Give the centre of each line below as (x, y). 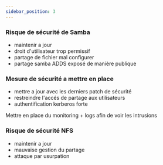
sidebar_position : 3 (31, 11)
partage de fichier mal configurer (54, 57)
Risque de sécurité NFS (40, 131)
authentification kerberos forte (51, 104)
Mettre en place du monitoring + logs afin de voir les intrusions (81, 116)
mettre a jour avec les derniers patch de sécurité (73, 92)
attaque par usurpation (42, 156)
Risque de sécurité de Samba (48, 32)
